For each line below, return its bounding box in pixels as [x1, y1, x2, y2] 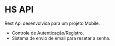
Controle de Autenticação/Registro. [11, 30, 84, 36]
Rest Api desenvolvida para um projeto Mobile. [4, 20, 100, 26]
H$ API [4, 4, 34, 15]
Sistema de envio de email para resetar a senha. [11, 35, 111, 41]
